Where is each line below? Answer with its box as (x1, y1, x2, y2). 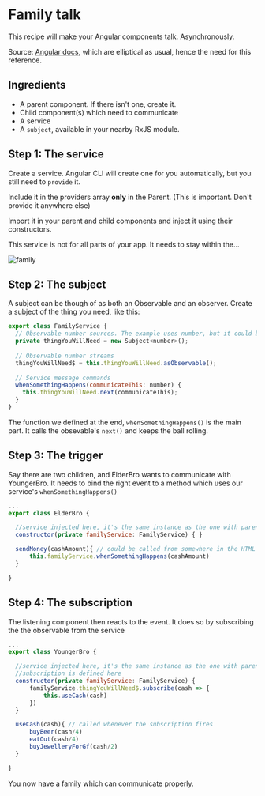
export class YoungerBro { (8, 648, 97, 656)
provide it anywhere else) (8, 200, 91, 210)
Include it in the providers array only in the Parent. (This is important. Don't (8, 192, 252, 202)
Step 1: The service (8, 148, 104, 161)
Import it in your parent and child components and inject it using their (8, 216, 233, 225)
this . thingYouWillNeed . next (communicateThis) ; (22, 389, 178, 397)
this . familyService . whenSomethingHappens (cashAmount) (28, 553, 211, 560)
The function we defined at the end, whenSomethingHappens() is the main (8, 417, 242, 427)
